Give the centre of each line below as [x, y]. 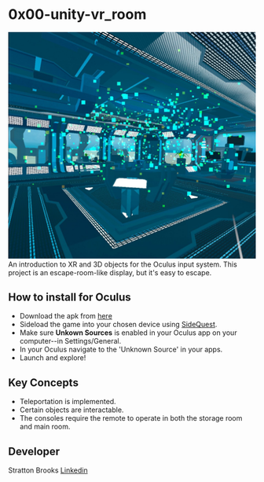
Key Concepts [43, 383]
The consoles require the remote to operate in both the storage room [131, 418]
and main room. [45, 427]
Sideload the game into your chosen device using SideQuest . [118, 325]
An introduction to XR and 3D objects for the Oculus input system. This [123, 264]
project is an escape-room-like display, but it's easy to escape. [110, 272]
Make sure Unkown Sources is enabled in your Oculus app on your [128, 333]
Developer [34, 451]
